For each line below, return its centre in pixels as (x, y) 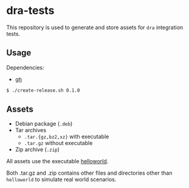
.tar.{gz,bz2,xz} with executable (67, 136)
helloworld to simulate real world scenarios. (61, 180)
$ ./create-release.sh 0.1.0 (43, 90)
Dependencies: (25, 67)
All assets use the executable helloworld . (57, 161)
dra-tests (30, 11)
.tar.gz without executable (58, 143)
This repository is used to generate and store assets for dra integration (95, 27)
